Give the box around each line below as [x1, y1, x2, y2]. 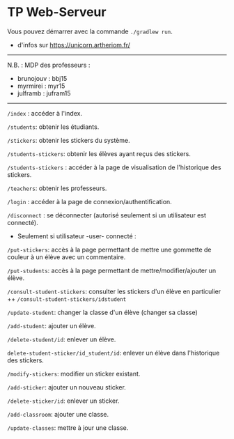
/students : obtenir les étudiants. [7, 123, 100, 131]
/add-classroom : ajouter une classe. [7, 410, 109, 418]
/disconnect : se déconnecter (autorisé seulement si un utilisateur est [7, 210, 207, 219]
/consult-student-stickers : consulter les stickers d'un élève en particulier [7, 287, 221, 295]
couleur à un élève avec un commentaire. [7, 252, 126, 261]
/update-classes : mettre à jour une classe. [7, 423, 129, 432]
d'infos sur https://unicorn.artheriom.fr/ [17, 40, 131, 49]
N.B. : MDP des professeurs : [7, 61, 91, 69]
